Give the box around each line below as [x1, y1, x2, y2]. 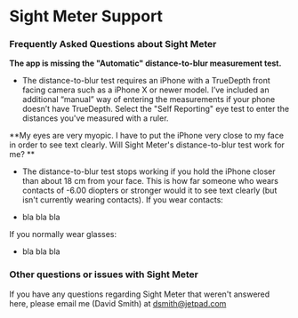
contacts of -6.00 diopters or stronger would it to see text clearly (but [21, 185, 278, 196]
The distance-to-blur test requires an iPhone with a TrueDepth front [21, 76, 271, 86]
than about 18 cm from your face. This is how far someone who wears [21, 176, 278, 187]
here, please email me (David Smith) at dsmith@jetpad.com [9, 298, 227, 308]
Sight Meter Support [9, 6, 163, 27]
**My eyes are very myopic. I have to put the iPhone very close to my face [9, 131, 285, 141]
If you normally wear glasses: [9, 229, 117, 240]
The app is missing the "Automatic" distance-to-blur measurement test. [9, 58, 282, 68]
